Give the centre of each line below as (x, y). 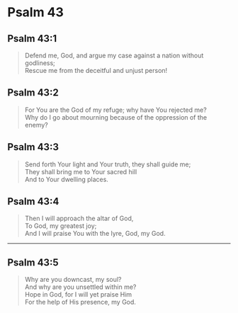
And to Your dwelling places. (66, 179)
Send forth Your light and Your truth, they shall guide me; (108, 164)
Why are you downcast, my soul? (73, 280)
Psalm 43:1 (32, 39)
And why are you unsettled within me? (80, 287)
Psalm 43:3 (33, 147)
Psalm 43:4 (33, 201)
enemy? (36, 125)
